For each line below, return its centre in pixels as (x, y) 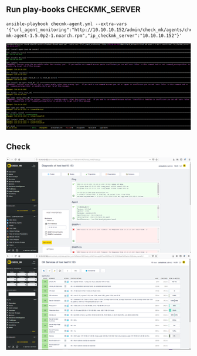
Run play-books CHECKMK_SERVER (73, 10)
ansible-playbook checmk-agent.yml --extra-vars (67, 24)
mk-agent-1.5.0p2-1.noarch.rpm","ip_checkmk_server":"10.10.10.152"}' (94, 35)
